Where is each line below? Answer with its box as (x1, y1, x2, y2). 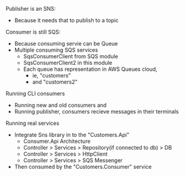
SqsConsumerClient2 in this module (23, 59, 112, 66)
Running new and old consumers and (14, 102, 107, 109)
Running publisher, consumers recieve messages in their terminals (14, 108, 179, 115)
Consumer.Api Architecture (23, 138, 91, 145)
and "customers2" (32, 78, 77, 85)
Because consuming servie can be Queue (14, 40, 118, 47)
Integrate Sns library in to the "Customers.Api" (14, 132, 130, 138)
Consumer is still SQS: (5, 28, 61, 35)
